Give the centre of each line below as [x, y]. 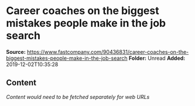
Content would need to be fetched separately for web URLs [78, 97]
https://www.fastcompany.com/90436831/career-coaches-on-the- [108, 52]
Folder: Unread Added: [157, 58]
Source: [16, 52]
